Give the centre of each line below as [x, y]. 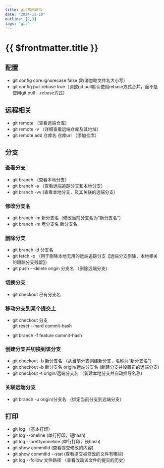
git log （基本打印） [32, 429]
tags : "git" [17, 24]
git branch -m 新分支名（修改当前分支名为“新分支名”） [68, 218]
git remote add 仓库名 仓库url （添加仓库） [55, 135]
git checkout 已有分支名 [36, 294]
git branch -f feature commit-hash [47, 335]
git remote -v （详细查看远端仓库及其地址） [56, 129]
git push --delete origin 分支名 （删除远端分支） [61, 268]
